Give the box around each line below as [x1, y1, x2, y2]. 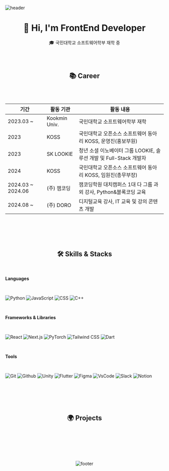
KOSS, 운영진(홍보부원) [84, 137, 138, 144]
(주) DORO [46, 202, 71, 209]
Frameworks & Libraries [5, 314, 56, 320]
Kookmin [46, 115, 68, 122]
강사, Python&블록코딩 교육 [84, 189, 146, 196]
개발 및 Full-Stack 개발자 [89, 154, 146, 161]
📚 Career [69, 72, 100, 80]
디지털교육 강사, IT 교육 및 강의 [78, 198, 147, 205]
